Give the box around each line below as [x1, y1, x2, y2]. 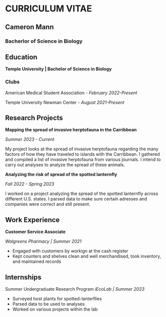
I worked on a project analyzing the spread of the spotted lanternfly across [5, 190, 159, 196]
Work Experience [5, 215, 60, 224]
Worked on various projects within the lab [12, 306, 98, 313]
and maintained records [12, 258, 61, 264]
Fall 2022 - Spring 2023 [5, 181, 55, 187]
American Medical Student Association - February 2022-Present [5, 90, 138, 96]
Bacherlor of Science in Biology [5, 38, 83, 45]
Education [5, 53, 38, 61]
